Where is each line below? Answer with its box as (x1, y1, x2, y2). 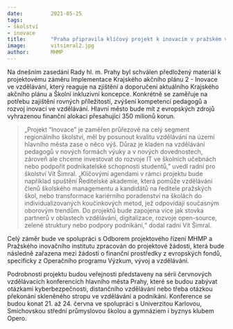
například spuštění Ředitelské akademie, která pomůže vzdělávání (24, 177, 213, 185)
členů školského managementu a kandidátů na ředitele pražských (24, 184, 212, 193)
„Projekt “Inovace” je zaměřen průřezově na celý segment (24, 125, 190, 134)
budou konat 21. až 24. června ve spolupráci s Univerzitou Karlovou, (7, 299, 202, 308)
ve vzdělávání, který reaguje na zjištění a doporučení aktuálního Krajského (7, 82, 219, 91)
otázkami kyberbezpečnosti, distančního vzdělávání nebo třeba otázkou (7, 285, 213, 293)
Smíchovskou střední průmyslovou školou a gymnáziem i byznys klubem (7, 306, 214, 315)
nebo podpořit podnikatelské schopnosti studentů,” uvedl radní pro (24, 162, 216, 170)
